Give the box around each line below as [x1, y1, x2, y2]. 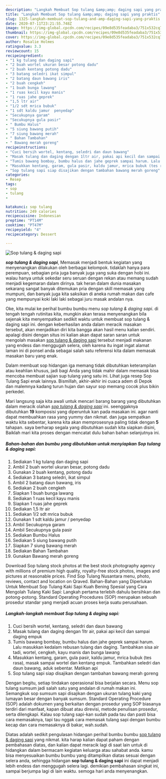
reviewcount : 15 [5, 48, 39, 53]
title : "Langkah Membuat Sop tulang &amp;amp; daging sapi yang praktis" [5, 12, 161, 17]
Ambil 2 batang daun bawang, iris [12, 479, 81, 485]
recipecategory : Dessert [5, 232, 57, 237]
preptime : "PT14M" [5, 218, 43, 223]
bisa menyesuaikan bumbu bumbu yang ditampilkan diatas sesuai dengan [5, 752, 156, 758]
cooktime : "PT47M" [5, 223, 43, 228]
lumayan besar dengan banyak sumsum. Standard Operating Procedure [5, 696, 151, 701]
